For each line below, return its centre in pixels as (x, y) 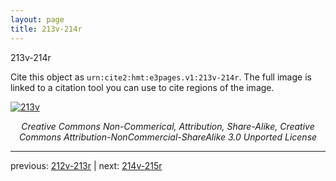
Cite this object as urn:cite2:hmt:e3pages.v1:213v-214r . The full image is (161, 77)
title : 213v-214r (46, 29)
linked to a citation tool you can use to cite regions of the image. (142, 87)
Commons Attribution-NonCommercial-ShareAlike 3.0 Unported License (168, 137)
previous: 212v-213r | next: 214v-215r (86, 165)
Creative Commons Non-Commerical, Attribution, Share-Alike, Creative (168, 126)
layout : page (37, 19)
